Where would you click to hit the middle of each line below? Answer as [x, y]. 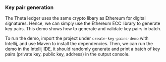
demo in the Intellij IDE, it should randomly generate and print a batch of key [83, 49]
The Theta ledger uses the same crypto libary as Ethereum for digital [76, 18]
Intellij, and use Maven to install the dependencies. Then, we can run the [79, 44]
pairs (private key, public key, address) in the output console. [67, 54]
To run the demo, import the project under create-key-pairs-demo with [77, 38]
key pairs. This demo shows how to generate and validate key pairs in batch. [83, 29]
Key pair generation [29, 7]
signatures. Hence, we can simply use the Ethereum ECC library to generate [83, 23]
